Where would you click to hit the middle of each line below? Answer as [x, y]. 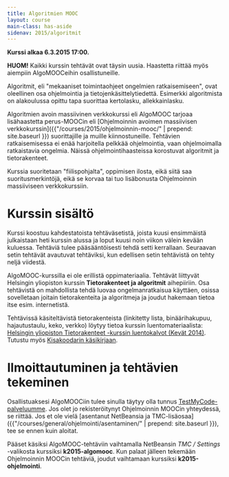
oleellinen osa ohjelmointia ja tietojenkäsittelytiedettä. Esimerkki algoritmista [115, 94]
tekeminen [38, 382]
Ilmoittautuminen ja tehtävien [93, 368]
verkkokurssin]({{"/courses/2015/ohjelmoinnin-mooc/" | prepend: [100, 129]
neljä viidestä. [27, 262]
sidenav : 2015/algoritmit [44, 33]
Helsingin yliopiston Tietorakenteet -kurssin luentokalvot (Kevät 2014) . [107, 333]
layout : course [29, 20]
